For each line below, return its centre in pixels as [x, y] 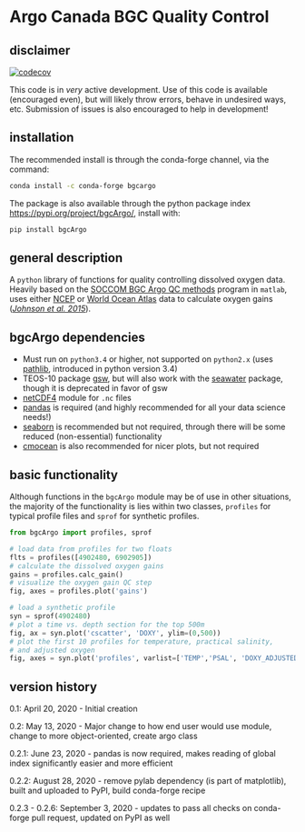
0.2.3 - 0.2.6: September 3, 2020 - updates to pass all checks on [131, 808]
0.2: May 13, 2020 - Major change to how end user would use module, [141, 727]
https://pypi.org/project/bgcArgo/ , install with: [95, 213]
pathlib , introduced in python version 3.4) [100, 369]
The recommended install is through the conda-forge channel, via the [139, 159]
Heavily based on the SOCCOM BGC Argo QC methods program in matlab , [148, 289]
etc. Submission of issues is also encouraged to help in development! [139, 109]
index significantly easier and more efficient [91, 763]
